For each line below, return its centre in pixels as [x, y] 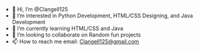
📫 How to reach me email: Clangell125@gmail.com [75, 41]
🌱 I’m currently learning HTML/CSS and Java [68, 28]
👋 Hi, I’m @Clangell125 [40, 9]
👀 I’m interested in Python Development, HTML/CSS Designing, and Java [102, 16]
